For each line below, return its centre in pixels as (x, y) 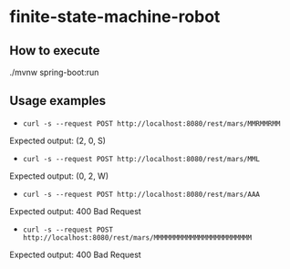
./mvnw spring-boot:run (54, 72)
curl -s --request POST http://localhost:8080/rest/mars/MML (141, 159)
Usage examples (58, 101)
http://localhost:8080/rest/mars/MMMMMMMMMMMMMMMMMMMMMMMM (137, 238)
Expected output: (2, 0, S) (58, 140)
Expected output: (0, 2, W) (59, 176)
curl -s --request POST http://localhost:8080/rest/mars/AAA (141, 194)
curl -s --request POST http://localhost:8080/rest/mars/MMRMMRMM (151, 124)
